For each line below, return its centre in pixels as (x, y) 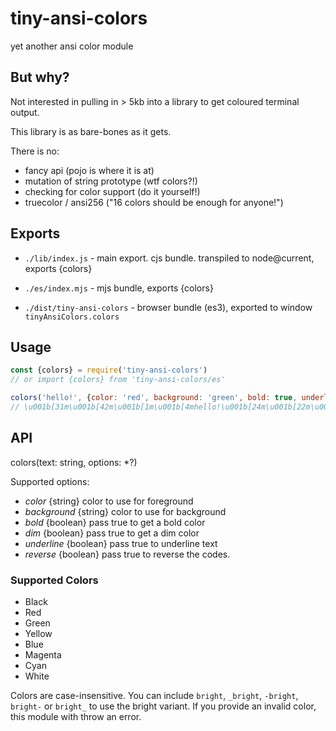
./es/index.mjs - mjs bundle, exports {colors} (119, 288)
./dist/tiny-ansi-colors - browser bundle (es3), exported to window (168, 307)
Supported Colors (54, 580)
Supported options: (50, 481)
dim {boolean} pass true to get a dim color (112, 533)
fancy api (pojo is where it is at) (89, 170)
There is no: (35, 151)
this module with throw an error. (76, 716)
